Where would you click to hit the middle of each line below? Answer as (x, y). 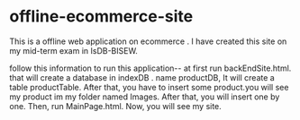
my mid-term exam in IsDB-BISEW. (73, 50)
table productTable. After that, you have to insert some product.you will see (149, 87)
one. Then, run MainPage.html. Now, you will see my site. (116, 106)
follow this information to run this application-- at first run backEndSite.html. (150, 68)
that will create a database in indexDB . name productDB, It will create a (142, 77)
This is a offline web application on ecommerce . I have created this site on (148, 41)
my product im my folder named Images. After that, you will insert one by (145, 97)
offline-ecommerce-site (101, 17)
